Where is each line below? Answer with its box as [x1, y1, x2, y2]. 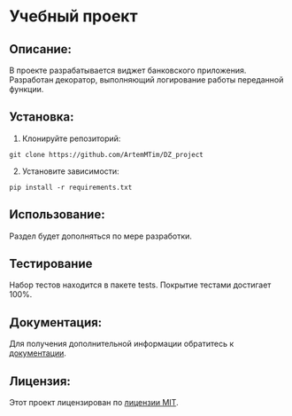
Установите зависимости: [21, 166, 119, 177]
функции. [9, 84, 44, 94]
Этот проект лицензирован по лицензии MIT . [9, 397, 179, 408]
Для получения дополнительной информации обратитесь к [9, 339, 234, 349]
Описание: [9, 42, 73, 57]
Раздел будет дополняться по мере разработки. [9, 231, 193, 241]
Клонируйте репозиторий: [21, 133, 121, 144]
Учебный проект [9, 6, 138, 27]
